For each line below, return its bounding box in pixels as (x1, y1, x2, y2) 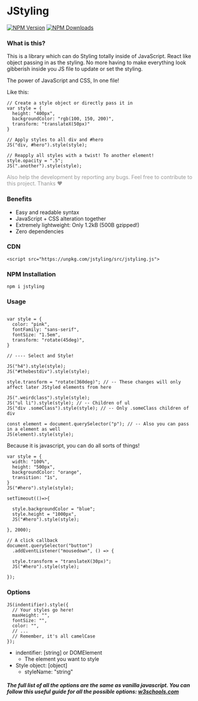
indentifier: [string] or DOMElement (15, 649, 102, 656)
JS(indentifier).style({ (7, 602, 69, 608)
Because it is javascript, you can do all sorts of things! (7, 442, 140, 449)
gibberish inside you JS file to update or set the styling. (7, 65, 143, 72)
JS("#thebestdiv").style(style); (7, 368, 90, 375)
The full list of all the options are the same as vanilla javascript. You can (7, 682, 190, 689)
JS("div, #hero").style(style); (7, 142, 87, 148)
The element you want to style (24, 655, 99, 663)
